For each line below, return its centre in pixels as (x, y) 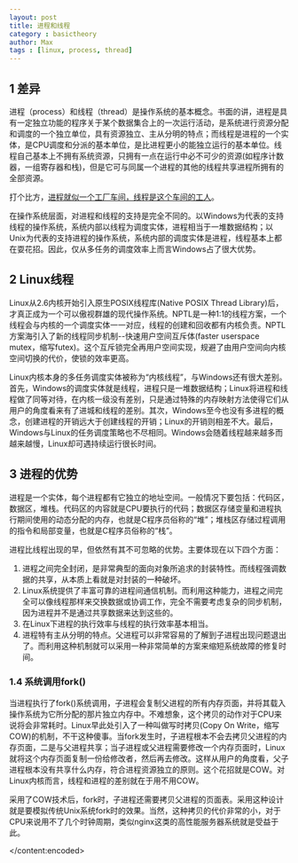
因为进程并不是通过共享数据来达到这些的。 (100, 612)
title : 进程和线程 (40, 26)
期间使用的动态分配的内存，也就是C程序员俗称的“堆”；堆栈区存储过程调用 (151, 519)
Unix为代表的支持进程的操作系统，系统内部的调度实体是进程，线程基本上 (142, 238)
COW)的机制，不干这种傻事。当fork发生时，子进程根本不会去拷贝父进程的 (144, 736)
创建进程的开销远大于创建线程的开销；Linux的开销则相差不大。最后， (151, 421)
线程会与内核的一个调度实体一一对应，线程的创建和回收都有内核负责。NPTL (148, 325)
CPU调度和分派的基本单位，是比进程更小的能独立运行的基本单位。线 (157, 145)
